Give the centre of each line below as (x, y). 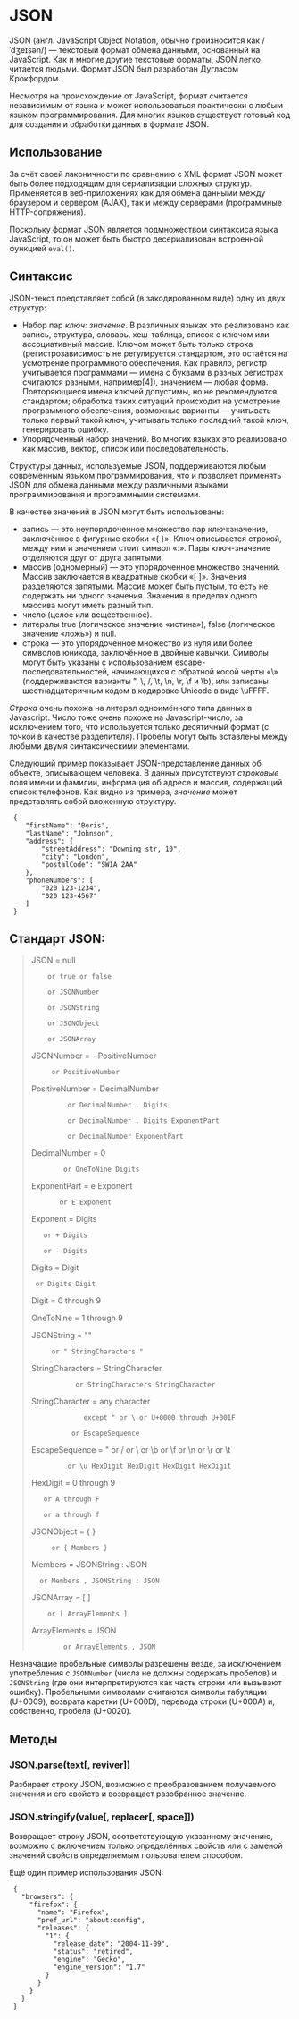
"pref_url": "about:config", (91, 1921)
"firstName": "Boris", (67, 825)
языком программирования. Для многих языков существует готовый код (150, 115)
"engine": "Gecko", (89, 1960)
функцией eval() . (42, 248)
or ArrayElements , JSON (110, 1647)
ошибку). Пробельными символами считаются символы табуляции (138, 1692)
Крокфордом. (35, 78)
